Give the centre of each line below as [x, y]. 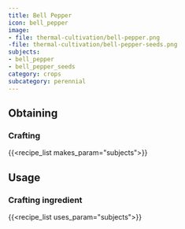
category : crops [35, 74]
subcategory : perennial [47, 81]
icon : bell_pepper [38, 23]
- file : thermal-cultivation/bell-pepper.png [84, 37]
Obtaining [33, 113]
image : [19, 30]
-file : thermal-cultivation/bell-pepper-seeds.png [93, 45]
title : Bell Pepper [40, 15]
